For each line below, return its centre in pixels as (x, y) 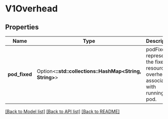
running (155, 93)
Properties (22, 27)
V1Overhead (31, 9)
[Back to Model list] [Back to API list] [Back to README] (62, 112)
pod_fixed (20, 74)
